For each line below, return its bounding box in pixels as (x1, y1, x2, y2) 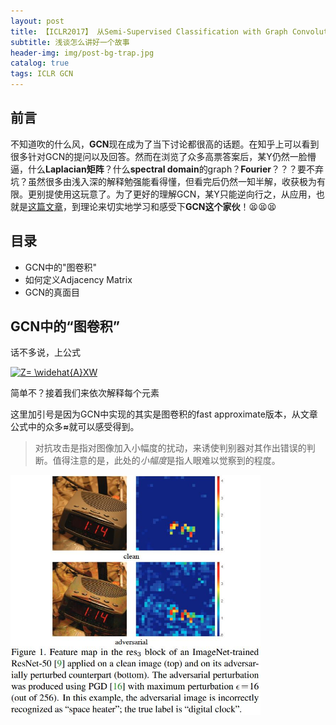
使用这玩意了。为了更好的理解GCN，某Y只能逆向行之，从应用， (53, 188, 317, 200)
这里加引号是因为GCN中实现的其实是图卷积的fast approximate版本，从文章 (10, 408, 318, 420)
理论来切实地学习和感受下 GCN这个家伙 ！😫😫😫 (79, 200, 277, 212)
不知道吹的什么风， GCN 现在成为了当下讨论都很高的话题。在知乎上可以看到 (10, 138, 320, 150)
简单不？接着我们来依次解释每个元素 (10, 387, 160, 399)
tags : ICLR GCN (10, 69, 74, 79)
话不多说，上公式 (10, 346, 81, 359)
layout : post (10, 16, 65, 26)
